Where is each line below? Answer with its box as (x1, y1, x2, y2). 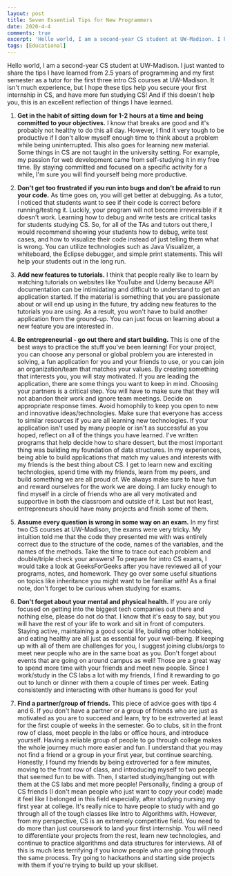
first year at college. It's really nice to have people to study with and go (17, 802, 220, 810)
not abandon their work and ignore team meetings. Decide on (17, 394, 193, 402)
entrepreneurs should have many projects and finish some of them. (17, 504, 209, 513)
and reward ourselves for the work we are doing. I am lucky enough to (17, 482, 217, 491)
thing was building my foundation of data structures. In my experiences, (17, 446, 222, 454)
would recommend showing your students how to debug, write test (17, 228, 209, 236)
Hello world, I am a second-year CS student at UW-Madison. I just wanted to (7, 62, 225, 69)
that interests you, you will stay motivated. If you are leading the (17, 372, 200, 381)
